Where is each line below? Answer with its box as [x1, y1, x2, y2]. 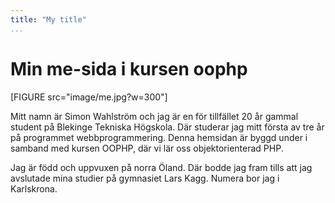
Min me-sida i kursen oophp [10, 57, 248, 80]
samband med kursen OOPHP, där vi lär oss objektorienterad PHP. [10, 142, 284, 154]
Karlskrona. [10, 182, 58, 195]
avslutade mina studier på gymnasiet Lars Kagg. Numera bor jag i [10, 172, 280, 184]
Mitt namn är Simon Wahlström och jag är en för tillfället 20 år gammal [10, 110, 299, 122]
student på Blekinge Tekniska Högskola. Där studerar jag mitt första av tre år [10, 121, 325, 133]
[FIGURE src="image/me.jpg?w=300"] [10, 91, 168, 103]
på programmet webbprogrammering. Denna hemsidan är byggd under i [10, 131, 308, 143]
